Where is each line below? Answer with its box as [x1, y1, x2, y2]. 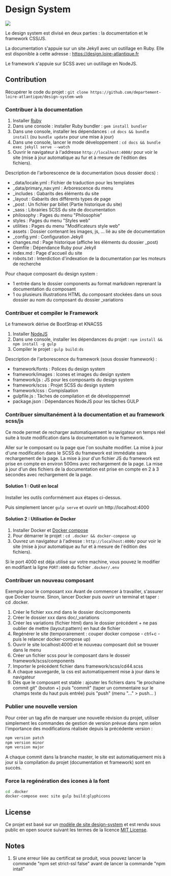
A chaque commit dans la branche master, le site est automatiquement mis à [5, 754, 165, 760]
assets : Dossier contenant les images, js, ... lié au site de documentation [12, 228, 165, 235]
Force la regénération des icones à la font [5, 778, 109, 785]
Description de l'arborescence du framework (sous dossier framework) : [5, 356, 157, 362]
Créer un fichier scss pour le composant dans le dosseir [12, 652, 131, 659]
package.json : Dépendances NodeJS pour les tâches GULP [12, 398, 139, 404]
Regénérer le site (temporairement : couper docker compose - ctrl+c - [12, 631, 160, 637]
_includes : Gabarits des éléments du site [12, 190, 99, 197]
